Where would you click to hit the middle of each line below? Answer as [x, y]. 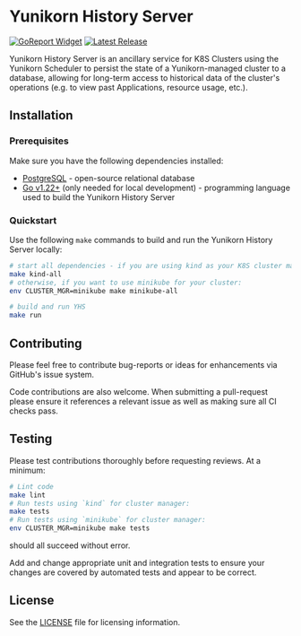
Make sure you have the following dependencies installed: [116, 161]
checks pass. [34, 411]
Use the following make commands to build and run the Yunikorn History [141, 240]
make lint [28, 495]
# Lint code [31, 486]
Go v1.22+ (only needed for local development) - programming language [156, 187]
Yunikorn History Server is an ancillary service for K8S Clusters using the [144, 58]
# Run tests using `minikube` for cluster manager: [107, 520]
